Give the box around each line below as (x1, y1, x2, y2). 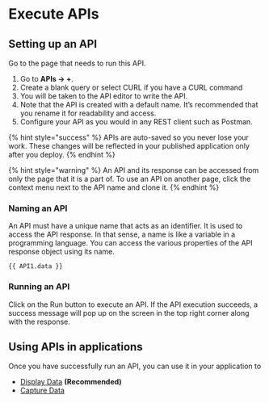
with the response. (8, 317, 71, 326)
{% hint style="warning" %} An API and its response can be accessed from (8, 166, 259, 174)
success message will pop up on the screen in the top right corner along (8, 308, 250, 317)
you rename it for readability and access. (19, 108, 157, 118)
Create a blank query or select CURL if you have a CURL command (19, 82, 243, 92)
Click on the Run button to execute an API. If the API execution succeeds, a (8, 300, 258, 309)
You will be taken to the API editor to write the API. (19, 91, 188, 101)
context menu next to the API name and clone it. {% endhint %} (8, 183, 220, 192)
